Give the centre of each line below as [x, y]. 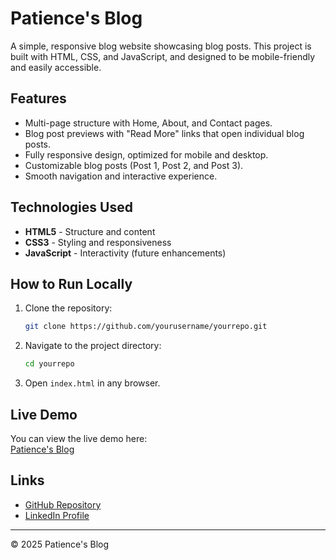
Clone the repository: [68, 308]
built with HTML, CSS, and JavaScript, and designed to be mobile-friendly [163, 56]
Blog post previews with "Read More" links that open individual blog [164, 133]
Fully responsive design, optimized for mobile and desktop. [146, 154]
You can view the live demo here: [79, 438]
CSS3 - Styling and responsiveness [98, 242]
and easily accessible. [56, 67]
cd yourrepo [49, 364]
